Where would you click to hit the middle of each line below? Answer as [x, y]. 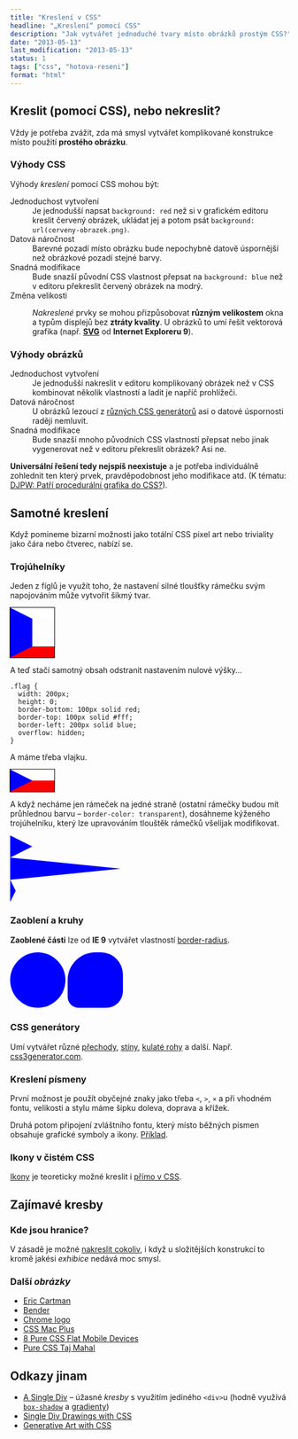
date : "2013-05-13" [46, 42]
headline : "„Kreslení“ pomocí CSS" [76, 26]
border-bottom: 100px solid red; [80, 710]
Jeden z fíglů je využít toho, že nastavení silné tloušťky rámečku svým [138, 586]
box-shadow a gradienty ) [66, 1407]
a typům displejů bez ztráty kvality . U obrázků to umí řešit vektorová [158, 322]
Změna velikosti [38, 295]
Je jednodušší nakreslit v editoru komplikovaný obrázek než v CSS [153, 383]
